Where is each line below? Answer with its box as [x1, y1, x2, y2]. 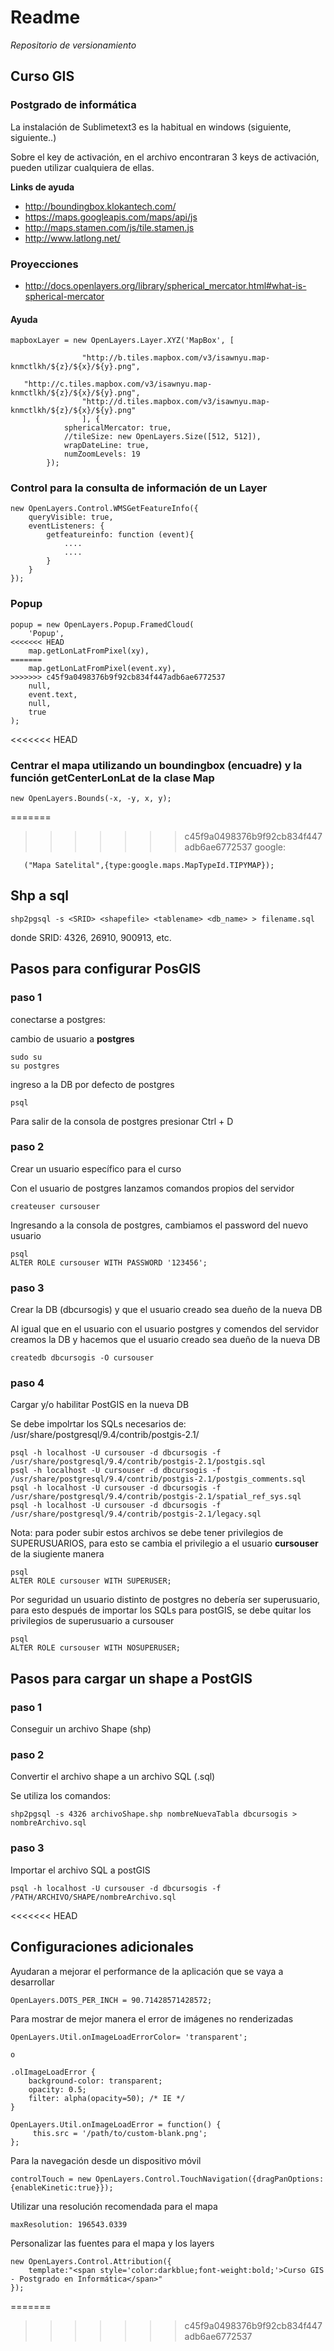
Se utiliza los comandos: [10, 1790, 111, 1802]
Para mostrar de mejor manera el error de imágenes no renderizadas [10, 2012, 294, 2025]
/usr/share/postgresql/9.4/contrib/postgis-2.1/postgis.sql [10, 1457, 267, 1467]
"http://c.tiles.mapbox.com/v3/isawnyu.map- [23, 379, 213, 390]
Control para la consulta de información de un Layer [10, 481, 268, 495]
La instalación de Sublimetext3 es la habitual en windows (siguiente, [10, 121, 292, 133]
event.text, [28, 689, 78, 700]
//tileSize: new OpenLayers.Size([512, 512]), [63, 432, 262, 442]
